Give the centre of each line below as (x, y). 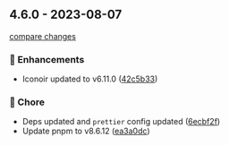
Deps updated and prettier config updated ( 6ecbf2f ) (121, 122)
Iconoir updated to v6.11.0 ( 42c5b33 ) (90, 79)
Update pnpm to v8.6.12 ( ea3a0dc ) (86, 131)
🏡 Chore (27, 102)
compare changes (42, 36)
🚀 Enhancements (47, 59)
